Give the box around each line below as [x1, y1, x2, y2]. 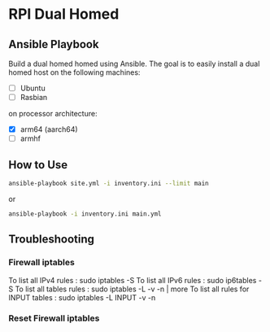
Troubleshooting [8, 233, 95, 247]
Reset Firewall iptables [8, 312, 100, 324]
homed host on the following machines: [8, 68, 141, 77]
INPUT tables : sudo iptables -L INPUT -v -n [8, 292, 156, 302]
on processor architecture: [8, 109, 98, 119]
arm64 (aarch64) [20, 124, 79, 134]
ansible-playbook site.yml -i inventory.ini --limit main [8, 180, 209, 188]
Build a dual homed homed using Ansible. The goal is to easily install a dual [8, 59, 260, 68]
